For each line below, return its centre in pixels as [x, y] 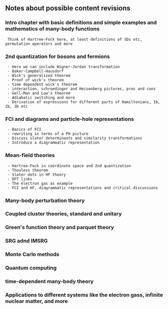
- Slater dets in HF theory [37, 175]
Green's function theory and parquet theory [60, 227]
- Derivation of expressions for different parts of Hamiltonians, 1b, [84, 102]
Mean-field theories [30, 156]
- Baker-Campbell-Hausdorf [36, 71]
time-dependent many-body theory [49, 281]
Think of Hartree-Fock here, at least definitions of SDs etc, [75, 39]
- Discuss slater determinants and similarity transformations [75, 138]
